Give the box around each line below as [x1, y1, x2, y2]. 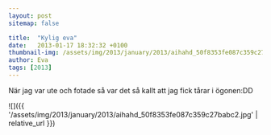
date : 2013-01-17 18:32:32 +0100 [8, 41, 128, 49]
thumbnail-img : [8, 49, 60, 57]
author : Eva [8, 56, 48, 64]
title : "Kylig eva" [8, 34, 78, 42]
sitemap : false [8, 19, 60, 27]
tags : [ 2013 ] [8, 63, 52, 72]
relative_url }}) [8, 118, 56, 128]
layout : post [8, 11, 52, 20]
